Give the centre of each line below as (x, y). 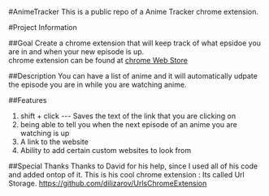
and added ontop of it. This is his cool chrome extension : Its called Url (127, 175)
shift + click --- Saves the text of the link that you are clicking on (128, 116)
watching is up (45, 133)
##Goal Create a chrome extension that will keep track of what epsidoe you (135, 43)
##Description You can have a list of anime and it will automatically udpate (133, 76)
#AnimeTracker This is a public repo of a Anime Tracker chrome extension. (133, 12)
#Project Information (43, 27)
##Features (28, 100)
